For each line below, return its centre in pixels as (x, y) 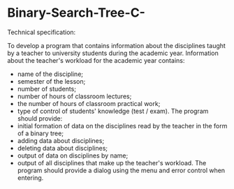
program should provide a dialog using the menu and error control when (121, 170)
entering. (30, 177)
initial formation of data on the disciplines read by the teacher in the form (122, 126)
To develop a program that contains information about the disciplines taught (116, 45)
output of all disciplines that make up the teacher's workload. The (112, 162)
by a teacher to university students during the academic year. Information (113, 53)
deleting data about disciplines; (63, 148)
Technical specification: (42, 32)
